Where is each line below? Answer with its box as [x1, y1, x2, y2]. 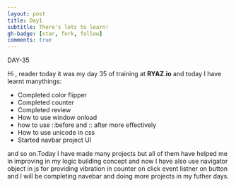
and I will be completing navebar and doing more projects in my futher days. [7, 172, 230, 181]
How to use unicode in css [17, 128, 95, 137]
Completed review [17, 106, 71, 114]
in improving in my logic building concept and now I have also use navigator [7, 157, 228, 166]
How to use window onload [17, 114, 98, 122]
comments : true [7, 37, 52, 44]
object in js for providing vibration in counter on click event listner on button [7, 164, 228, 173]
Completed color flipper [17, 91, 87, 99]
